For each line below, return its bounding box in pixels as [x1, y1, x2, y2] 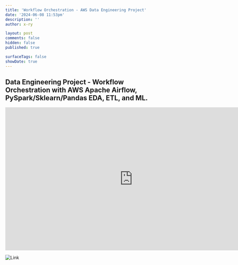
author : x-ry [5, 21, 33, 27]
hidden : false [5, 40, 36, 46]
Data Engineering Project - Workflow [5, 77, 124, 86]
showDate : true [5, 59, 38, 64]
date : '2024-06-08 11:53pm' [5, 12, 65, 17]
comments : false [5, 36, 40, 41]
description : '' [5, 17, 40, 22]
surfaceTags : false [5, 54, 47, 59]
